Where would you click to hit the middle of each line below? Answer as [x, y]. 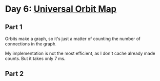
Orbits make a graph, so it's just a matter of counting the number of [73, 39]
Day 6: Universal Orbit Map [61, 9]
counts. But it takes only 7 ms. [35, 59]
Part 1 [14, 27]
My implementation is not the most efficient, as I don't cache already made [80, 53]
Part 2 [14, 74]
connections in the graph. [31, 44]
